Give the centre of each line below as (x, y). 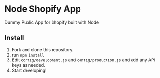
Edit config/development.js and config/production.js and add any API (83, 60)
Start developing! (29, 70)
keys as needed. (28, 65)
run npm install (28, 55)
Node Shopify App (43, 9)
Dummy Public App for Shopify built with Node (52, 22)
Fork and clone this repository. (42, 49)
